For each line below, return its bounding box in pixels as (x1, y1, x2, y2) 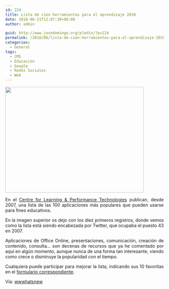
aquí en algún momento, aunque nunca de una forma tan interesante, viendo (5, 248, 164, 254)
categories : (5, 40, 30, 45)
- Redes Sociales (10, 68, 46, 73)
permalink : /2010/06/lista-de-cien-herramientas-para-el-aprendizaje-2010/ (5, 35, 167, 40)
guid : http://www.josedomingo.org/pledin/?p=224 (5, 31, 109, 36)
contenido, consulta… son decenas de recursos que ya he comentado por (5, 243, 164, 249)
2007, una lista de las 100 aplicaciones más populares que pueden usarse (5, 202, 164, 208)
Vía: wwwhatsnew (5, 278, 43, 284)
